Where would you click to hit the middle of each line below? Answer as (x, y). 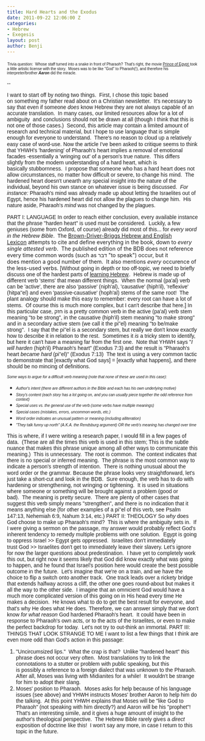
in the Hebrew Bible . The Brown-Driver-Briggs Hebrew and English (89, 235)
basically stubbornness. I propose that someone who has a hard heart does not (101, 168)
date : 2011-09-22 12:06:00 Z (44, 18)
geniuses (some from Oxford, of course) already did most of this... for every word (102, 229)
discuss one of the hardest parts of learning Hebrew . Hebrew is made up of (96, 274)
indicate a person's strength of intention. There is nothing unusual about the (96, 466)
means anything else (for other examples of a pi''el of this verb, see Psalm (94, 509)
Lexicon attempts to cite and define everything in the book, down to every (99, 242)
